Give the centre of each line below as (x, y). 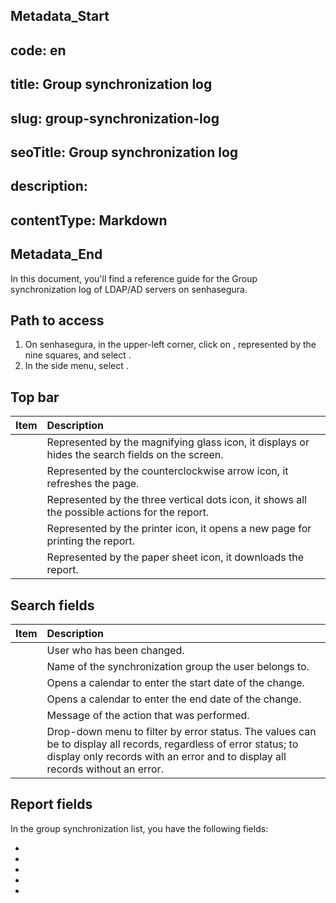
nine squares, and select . (78, 355)
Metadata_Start (60, 16)
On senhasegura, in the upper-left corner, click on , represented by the (170, 345)
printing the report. (91, 541)
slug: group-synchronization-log (115, 118)
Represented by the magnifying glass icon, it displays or (178, 442)
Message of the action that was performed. (148, 715)
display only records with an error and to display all (166, 756)
